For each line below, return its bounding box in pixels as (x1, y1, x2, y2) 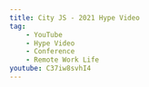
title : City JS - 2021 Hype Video (9, 13, 141, 23)
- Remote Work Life (25, 55, 100, 64)
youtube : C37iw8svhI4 (9, 64, 92, 73)
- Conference (25, 47, 75, 56)
